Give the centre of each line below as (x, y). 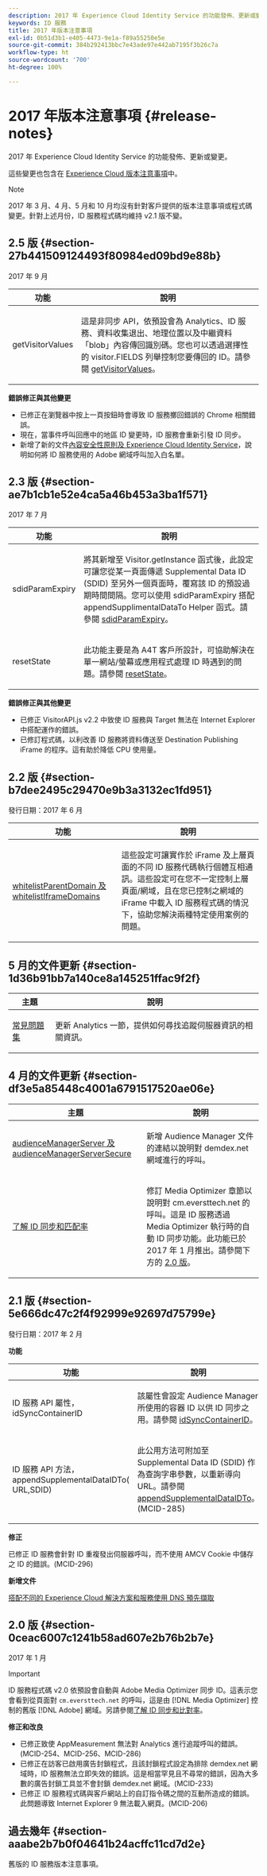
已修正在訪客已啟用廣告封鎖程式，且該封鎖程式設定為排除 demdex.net (134, 1764)
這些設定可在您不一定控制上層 (193, 879)
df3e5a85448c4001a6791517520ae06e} (112, 1089)
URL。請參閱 (161, 1486)
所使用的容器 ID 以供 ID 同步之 (193, 1407)
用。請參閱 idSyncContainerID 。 (197, 1419)
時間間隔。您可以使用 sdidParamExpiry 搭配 (173, 595)
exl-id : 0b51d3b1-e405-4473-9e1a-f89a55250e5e (87, 38)
